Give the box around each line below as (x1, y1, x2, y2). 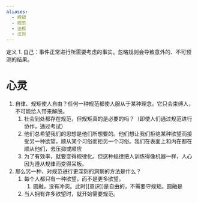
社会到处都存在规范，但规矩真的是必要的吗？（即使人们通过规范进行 (23, 115, 193, 123)
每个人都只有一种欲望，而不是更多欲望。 (23, 175, 124, 183)
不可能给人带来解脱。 (14, 108, 68, 115)
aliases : (6, 8, 28, 15)
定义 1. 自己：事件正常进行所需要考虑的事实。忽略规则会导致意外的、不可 (6, 49, 187, 56)
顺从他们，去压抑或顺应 (23, 145, 82, 153)
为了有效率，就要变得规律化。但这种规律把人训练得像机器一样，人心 (23, 153, 193, 160)
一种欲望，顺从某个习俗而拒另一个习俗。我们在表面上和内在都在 (34, 138, 193, 145)
